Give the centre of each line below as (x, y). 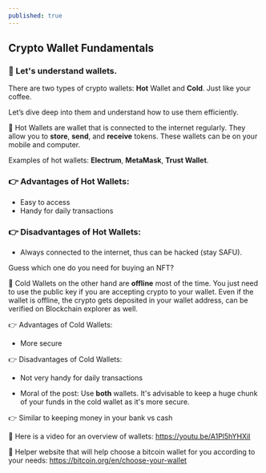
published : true (35, 16)
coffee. (20, 97)
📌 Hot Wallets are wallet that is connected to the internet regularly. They (127, 128)
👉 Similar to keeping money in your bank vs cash (91, 418)
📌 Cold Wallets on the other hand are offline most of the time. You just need (133, 283)
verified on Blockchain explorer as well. (73, 308)
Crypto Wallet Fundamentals (81, 48)
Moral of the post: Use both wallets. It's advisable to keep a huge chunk (139, 393)
